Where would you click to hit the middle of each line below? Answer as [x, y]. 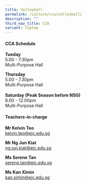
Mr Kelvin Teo [20, 128]
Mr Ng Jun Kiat [21, 142]
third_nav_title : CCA [27, 23]
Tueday [13, 54]
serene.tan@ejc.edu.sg [29, 162]
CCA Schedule [20, 43]
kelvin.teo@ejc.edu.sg [28, 133]
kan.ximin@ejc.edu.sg [28, 177]
